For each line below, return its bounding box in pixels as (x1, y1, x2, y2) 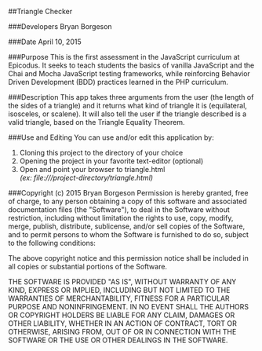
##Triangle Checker (8, 7, 73, 16)
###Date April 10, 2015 (8, 37, 82, 46)
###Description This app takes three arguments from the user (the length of (8, 93, 254, 101)
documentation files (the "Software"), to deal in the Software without (8, 205, 230, 214)
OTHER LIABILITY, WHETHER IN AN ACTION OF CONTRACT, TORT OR (8, 319, 237, 328)
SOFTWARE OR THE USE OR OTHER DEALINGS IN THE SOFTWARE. (8, 335, 228, 345)
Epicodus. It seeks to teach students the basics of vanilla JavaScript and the (8, 60, 255, 70)
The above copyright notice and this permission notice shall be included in (8, 254, 249, 262)
